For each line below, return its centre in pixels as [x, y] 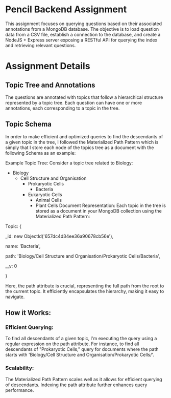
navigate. [15, 297]
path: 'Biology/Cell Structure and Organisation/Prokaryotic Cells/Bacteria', [83, 256]
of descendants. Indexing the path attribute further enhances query [76, 385]
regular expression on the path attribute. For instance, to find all [72, 344]
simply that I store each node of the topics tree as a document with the [80, 148]
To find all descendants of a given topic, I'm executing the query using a [81, 339]
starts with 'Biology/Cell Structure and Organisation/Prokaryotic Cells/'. [80, 355]
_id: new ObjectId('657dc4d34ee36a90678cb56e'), [59, 236]
